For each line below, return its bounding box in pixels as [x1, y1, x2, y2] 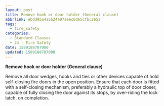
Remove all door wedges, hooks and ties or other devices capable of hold [5, 73, 159, 79]
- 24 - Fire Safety [10, 40, 51, 45]
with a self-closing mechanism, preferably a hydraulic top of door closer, [5, 84, 157, 90]
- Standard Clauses [10, 36, 51, 41]
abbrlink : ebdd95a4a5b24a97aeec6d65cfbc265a [5, 17, 101, 22]
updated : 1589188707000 [5, 49, 56, 55]
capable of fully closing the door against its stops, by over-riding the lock [5, 89, 158, 95]
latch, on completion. [5, 94, 49, 101]
